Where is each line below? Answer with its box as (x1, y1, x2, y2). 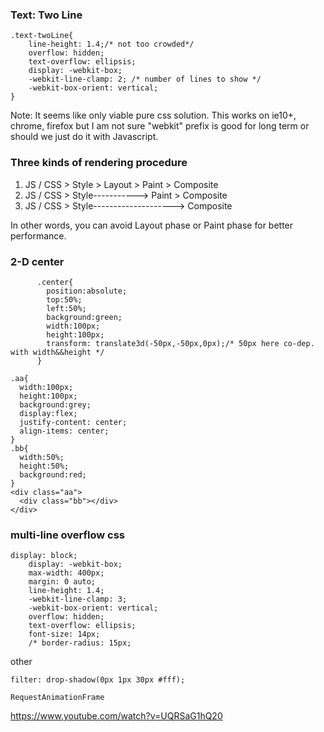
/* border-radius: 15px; (28, 638, 132, 648)
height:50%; (19, 461, 70, 471)
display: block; (10, 551, 78, 561)
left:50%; (46, 303, 87, 313)
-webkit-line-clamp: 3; (28, 594, 128, 605)
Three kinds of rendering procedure (10, 156, 188, 170)
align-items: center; (19, 426, 110, 436)
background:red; (19, 469, 87, 480)
